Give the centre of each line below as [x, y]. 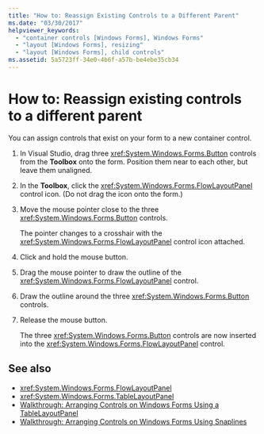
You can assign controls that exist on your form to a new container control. [130, 138]
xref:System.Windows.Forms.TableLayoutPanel [97, 396]
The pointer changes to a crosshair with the [91, 233]
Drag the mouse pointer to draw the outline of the [101, 272]
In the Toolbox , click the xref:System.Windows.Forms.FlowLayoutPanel [136, 185]
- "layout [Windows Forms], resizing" [80, 45]
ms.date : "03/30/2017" [46, 23]
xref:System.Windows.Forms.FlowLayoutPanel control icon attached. [132, 241]
